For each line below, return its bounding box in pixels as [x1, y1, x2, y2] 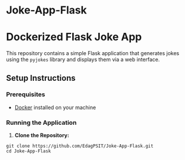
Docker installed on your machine [14, 104, 96, 111]
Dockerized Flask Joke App [6, 30, 142, 44]
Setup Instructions [6, 73, 76, 83]
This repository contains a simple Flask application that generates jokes [6, 50, 180, 57]
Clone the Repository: [14, 132, 69, 139]
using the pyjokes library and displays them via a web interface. [6, 56, 160, 63]
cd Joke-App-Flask [6, 148, 51, 154]
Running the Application [6, 118, 77, 127]
